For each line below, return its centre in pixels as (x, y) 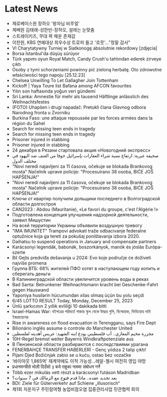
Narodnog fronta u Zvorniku (41, 112)
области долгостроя (34, 204)
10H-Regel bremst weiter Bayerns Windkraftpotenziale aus (73, 339)
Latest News (32, 9)
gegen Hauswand (30, 290)
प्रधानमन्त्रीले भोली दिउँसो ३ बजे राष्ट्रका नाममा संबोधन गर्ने (56, 367)
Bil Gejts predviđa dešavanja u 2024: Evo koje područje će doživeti (81, 257)
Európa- (154, 247)
